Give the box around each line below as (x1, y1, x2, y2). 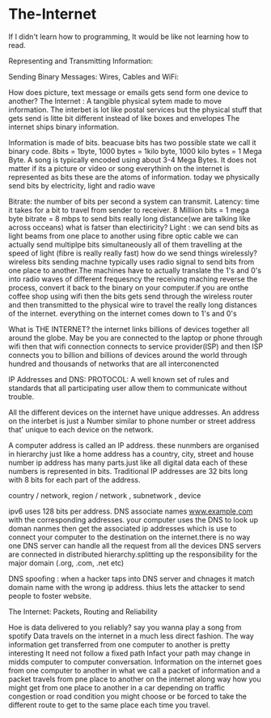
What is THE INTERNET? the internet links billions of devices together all (8, 324, 249, 333)
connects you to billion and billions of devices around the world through (8, 350, 248, 359)
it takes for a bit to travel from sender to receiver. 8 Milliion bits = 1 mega (8, 204, 249, 215)
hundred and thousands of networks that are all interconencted (8, 359, 219, 368)
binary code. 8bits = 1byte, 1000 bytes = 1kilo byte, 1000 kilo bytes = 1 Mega (8, 146, 263, 156)
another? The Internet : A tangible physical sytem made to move (8, 96, 222, 105)
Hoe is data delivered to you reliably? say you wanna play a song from (8, 622, 242, 632)
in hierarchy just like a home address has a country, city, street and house (8, 449, 255, 458)
